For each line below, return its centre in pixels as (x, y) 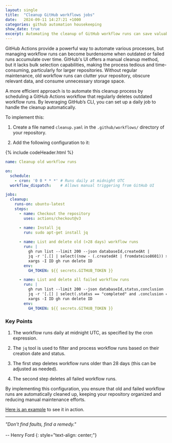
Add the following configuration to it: (51, 142)
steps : (21, 209)
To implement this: (25, 117)
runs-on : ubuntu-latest (40, 204)
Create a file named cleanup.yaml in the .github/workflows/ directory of (89, 127)
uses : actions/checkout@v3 (52, 218)
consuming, (18, 70)
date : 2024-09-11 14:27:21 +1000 (43, 19)
